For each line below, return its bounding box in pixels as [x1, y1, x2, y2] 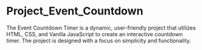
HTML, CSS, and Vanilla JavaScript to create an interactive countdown [6, 30, 183, 37]
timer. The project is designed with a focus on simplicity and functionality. [6, 37, 192, 44]
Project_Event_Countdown [6, 4, 144, 18]
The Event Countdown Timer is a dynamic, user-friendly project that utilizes [6, 24, 196, 31]
